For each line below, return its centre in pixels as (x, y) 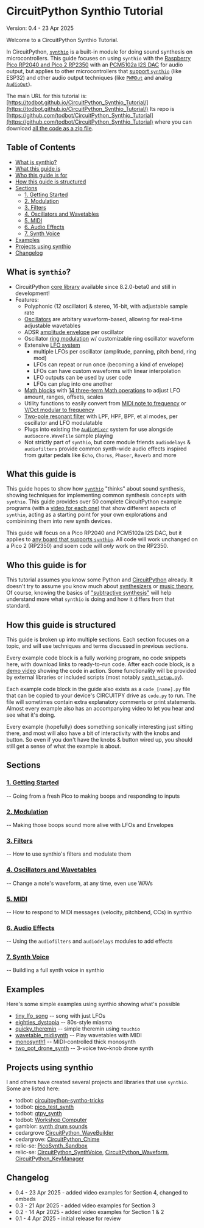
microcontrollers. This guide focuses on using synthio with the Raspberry (99, 58)
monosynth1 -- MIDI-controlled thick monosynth (75, 1042)
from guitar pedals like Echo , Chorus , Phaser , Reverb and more (100, 455)
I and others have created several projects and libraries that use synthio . (97, 1082)
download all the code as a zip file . (50, 128)
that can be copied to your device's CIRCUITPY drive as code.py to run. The (101, 695)
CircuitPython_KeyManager (49, 1159)
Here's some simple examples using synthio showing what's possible (93, 1004)
